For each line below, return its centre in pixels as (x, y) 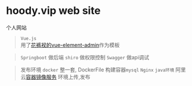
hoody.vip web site (53, 11)
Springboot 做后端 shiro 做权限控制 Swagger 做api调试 (85, 57)
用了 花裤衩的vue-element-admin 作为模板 (70, 45)
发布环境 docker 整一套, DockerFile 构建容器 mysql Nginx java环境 (97, 69)
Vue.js (28, 38)
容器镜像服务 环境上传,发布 (58, 77)
